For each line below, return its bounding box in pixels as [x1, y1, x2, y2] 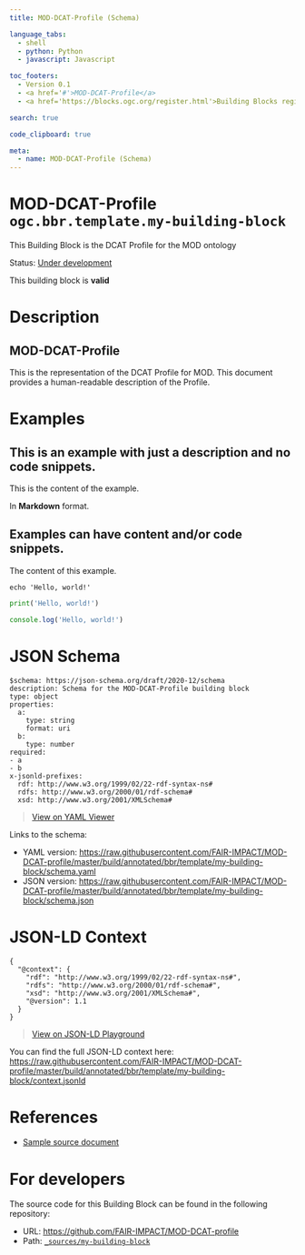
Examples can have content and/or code [9, 527, 242, 542]
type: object [9, 692, 59, 701]
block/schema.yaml [22, 866, 97, 877]
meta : [9, 146, 30, 156]
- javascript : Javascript [17, 55, 116, 65]
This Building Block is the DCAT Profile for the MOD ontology [9, 240, 237, 251]
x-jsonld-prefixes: [9, 771, 84, 780]
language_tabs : [9, 29, 67, 39]
